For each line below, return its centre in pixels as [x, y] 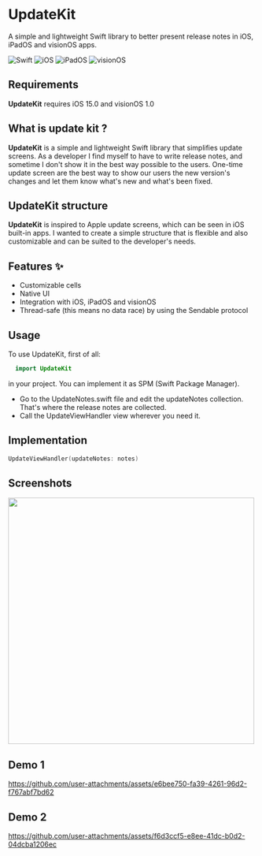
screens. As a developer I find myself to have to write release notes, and [125, 156]
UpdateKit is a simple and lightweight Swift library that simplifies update [125, 147]
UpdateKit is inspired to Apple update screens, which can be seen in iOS [126, 225]
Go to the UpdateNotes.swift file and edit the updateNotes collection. [131, 399]
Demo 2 [28, 817]
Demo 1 [26, 765]
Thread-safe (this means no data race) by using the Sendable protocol [134, 311]
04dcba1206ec [33, 844]
